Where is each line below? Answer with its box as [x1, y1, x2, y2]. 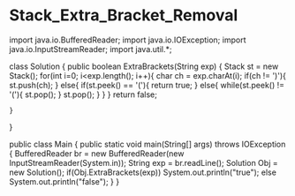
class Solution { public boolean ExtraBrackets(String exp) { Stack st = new [9, 61, 279, 72]
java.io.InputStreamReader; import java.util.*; [9, 43, 172, 54]
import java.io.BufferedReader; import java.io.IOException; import [9, 34, 246, 45]
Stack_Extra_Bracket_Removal [9, 5, 238, 26]
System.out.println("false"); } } [9, 176, 120, 186]
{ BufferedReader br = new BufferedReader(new [9, 147, 185, 159]
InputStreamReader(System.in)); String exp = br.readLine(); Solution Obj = [9, 157, 278, 168]
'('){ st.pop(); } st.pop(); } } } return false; [9, 89, 157, 100]
